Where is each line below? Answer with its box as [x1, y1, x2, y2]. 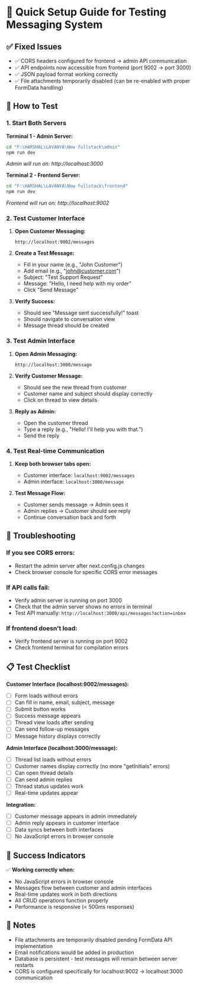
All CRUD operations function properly [14, 897, 108, 904]
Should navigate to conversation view [23, 316, 115, 323]
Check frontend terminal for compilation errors [14, 644, 129, 651]
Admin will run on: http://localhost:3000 [6, 160, 104, 167]
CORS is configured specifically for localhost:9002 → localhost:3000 [14, 968, 183, 975]
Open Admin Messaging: [14, 350, 77, 357]
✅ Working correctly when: [6, 866, 75, 873]
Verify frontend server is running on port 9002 [14, 638, 128, 645]
